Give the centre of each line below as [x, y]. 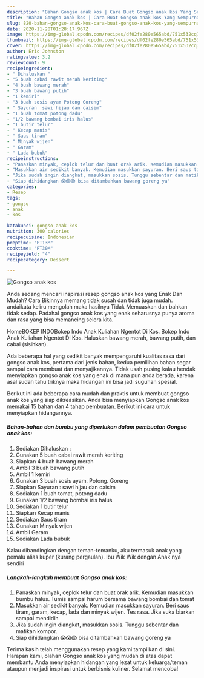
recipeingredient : [30, 68]
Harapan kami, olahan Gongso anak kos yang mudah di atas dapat [90, 656]
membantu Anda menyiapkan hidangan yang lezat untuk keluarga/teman [97, 662]
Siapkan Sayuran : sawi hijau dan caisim [65, 487]
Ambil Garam [32, 532]
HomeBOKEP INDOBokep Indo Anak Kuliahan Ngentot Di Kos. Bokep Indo [98, 332]
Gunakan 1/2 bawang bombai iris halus [64, 500]
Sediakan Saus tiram [41, 520]
